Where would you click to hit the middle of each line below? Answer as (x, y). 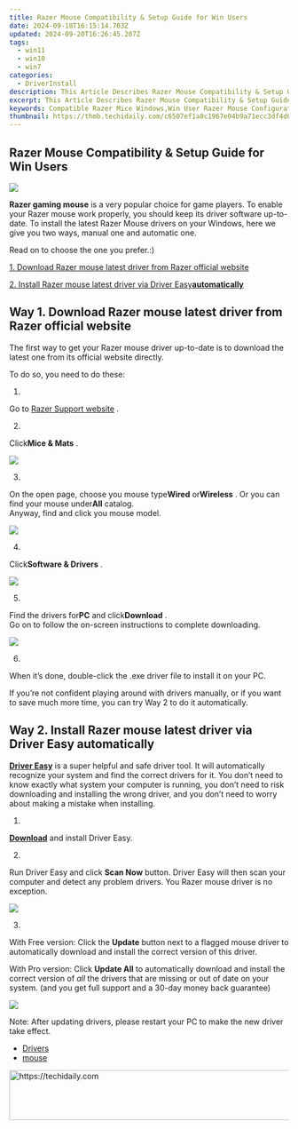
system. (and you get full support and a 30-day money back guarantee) (140, 988)
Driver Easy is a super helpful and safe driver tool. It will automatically (137, 766)
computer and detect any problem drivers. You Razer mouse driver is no (141, 881)
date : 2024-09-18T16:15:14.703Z (69, 26)
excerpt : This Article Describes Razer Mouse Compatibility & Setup (138, 100)
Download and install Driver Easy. (71, 838)
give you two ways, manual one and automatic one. (103, 233)
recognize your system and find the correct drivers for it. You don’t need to (146, 775)
